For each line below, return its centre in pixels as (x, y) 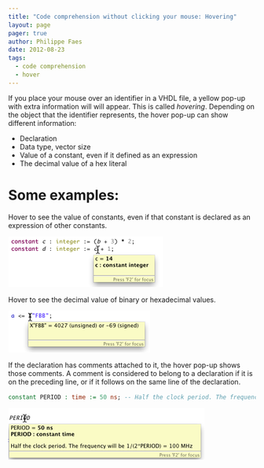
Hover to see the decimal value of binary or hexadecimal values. (112, 300)
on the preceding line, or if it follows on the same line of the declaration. (125, 381)
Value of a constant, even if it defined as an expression (108, 155)
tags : (17, 58)
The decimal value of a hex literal (73, 163)
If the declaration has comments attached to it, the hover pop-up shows (125, 365)
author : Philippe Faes (45, 42)
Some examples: (64, 195)
